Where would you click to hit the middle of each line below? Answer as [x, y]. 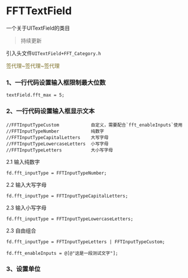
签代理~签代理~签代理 [33, 66]
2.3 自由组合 [21, 230]
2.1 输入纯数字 [23, 161]
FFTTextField [39, 11]
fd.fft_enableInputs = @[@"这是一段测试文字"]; [62, 253]
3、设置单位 [23, 269]
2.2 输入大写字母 [27, 185]
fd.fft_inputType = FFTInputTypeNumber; [57, 173]
